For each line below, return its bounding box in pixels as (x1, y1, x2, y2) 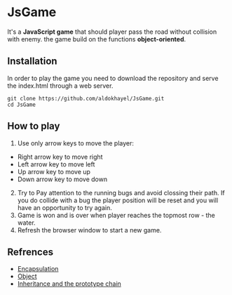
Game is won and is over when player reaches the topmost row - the (17, 211, 215, 219)
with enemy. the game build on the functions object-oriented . (7, 34, 186, 43)
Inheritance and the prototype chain (17, 280, 121, 288)
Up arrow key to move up (17, 167, 91, 176)
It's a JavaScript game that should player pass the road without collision (7, 27, 217, 36)
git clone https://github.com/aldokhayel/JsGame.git (7, 95, 165, 102)
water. (17, 218, 36, 227)
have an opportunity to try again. (17, 203, 112, 211)
